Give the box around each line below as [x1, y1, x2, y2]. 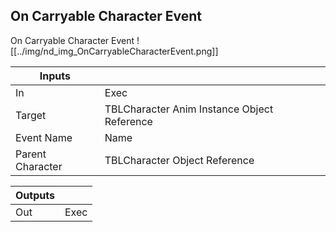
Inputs [39, 69, 71, 83]
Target [15, 108, 47, 122]
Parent [15, 147, 47, 161]
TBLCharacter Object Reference [104, 153, 255, 167]
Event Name [15, 130, 73, 144]
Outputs [15, 188, 55, 202]
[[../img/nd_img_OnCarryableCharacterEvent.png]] [10, 45, 219, 57]
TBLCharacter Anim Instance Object [104, 102, 274, 116]
